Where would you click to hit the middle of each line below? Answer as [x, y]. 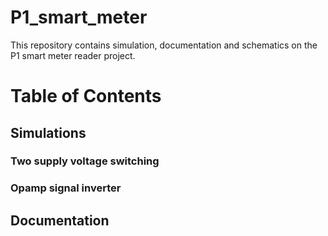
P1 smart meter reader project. [73, 55]
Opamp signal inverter [66, 188]
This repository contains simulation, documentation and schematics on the [164, 45]
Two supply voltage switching [85, 161]
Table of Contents [86, 96]
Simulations [48, 132]
